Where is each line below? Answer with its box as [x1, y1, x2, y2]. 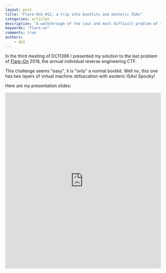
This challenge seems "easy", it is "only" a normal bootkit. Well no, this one [5, 68, 158, 74]
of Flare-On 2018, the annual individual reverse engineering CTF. [5, 58, 137, 64]
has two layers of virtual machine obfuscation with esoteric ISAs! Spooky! [5, 73, 155, 79]
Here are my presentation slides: [5, 83, 72, 89]
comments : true [5, 30, 37, 35]
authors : [5, 35, 23, 40]
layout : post [5, 7, 32, 12]
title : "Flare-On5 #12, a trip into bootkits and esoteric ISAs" [5, 12, 142, 17]
